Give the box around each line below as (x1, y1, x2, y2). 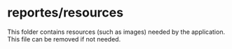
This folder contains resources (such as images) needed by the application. (7, 28, 226, 36)
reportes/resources (7, 5, 124, 21)
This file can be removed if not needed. (7, 35, 121, 43)
